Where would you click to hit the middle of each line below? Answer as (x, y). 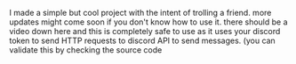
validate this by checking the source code (86, 50)
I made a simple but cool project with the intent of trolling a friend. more (140, 13)
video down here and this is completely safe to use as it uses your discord (145, 31)
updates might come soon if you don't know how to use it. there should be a (148, 22)
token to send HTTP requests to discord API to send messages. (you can (142, 40)
